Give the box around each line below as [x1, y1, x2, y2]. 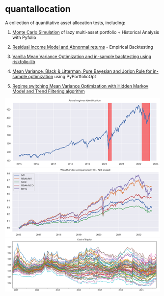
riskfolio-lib [12, 59, 35, 64]
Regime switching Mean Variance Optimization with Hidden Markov [12, 83, 149, 89]
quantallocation [5, 3, 71, 15]
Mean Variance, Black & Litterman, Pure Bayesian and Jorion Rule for [12, 68, 152, 74]
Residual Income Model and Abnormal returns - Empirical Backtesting [12, 44, 153, 50]
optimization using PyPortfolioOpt [28, 73, 97, 79]
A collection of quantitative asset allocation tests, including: [5, 20, 126, 26]
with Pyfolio [12, 34, 36, 40]
